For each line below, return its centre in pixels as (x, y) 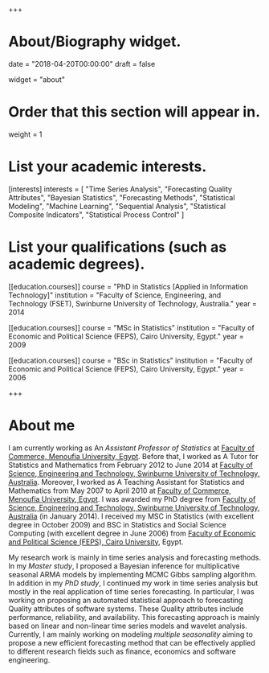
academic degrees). (77, 264)
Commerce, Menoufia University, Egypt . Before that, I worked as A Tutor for (133, 456)
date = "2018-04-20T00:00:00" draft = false (82, 64)
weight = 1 (25, 134)
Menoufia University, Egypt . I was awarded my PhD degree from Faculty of (132, 499)
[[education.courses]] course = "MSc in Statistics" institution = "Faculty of (131, 327)
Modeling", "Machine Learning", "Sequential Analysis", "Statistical (117, 206)
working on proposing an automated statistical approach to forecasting (126, 600)
